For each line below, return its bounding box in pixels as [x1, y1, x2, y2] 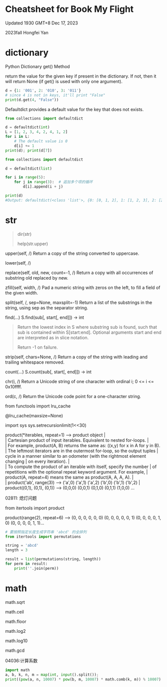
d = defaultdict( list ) [5, 166, 52, 171]
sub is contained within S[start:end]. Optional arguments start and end [17, 329, 162, 335]
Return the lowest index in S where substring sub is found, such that [17, 324, 158, 330]
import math [5, 668, 30, 673]
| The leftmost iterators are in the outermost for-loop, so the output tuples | [5, 448, 159, 454]
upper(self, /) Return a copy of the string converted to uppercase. [5, 250, 140, 256]
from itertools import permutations [5, 534, 81, 539]
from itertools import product [5, 505, 65, 511]
